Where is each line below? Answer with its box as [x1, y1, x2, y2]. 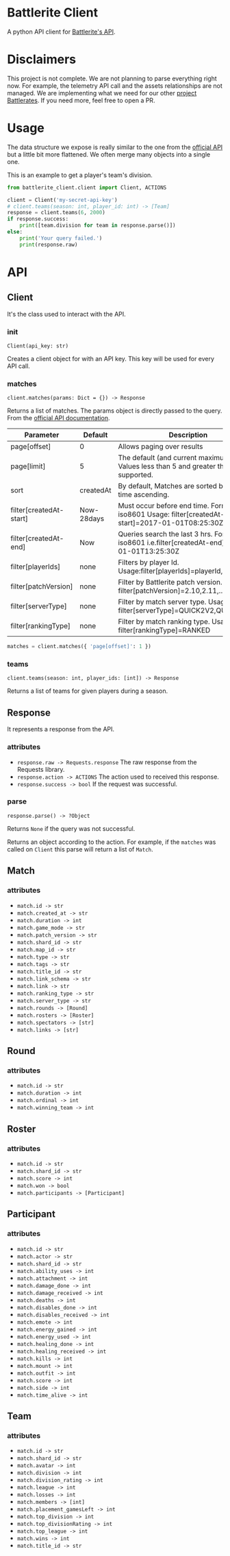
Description [168, 431, 208, 440]
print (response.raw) [19, 241, 78, 248]
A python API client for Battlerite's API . [7, 27, 116, 36]
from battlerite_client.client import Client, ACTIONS [7, 184, 167, 191]
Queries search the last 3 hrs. [118, 529, 213, 539]
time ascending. [118, 490, 170, 499]
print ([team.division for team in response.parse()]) [19, 222, 176, 229]
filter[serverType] [10, 602, 67, 611]
